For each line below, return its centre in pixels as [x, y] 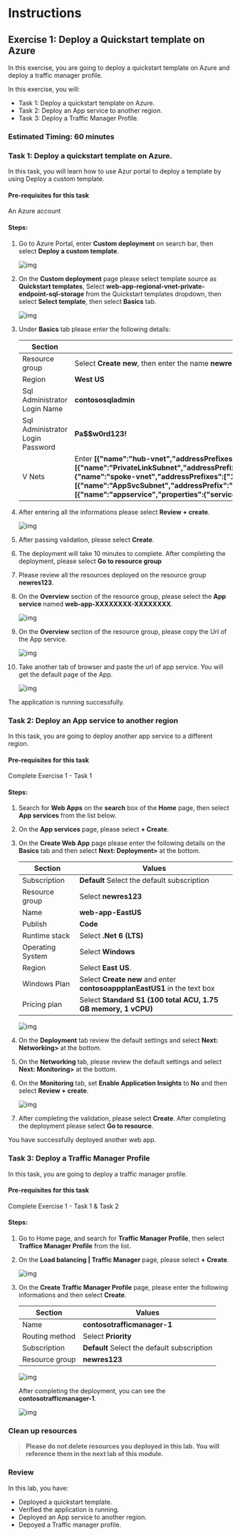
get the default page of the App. [66, 674]
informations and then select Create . [72, 1295]
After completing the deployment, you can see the [92, 1391]
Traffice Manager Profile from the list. [74, 1246]
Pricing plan [42, 1004]
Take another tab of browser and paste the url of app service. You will [121, 667]
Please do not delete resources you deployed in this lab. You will [122, 1446]
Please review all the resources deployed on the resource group [112, 575]
